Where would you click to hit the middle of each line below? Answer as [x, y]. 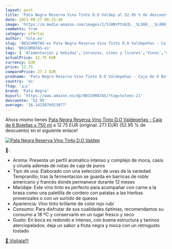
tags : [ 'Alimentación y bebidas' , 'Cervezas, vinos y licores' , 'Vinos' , [84, 53]
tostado [21, 231]
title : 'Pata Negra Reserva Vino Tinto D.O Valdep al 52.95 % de [76, 15]
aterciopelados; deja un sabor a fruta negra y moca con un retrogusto [86, 225]
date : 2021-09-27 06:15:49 [34, 19]
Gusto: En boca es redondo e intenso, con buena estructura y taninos [86, 220]
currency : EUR [20, 62]
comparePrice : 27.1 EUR [31, 72]
